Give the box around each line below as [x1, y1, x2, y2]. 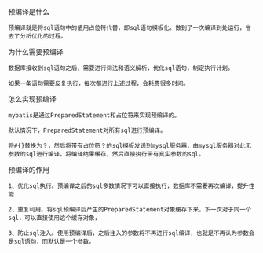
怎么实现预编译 [8, 94, 57, 104]
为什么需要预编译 [8, 47, 64, 57]
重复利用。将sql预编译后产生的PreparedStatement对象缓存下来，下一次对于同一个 [17, 206, 252, 214]
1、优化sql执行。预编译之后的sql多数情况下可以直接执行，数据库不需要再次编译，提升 [8, 182, 250, 190]
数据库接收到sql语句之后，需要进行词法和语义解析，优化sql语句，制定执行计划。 [8, 64, 234, 72]
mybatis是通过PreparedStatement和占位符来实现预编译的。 [8, 112, 181, 119]
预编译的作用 [8, 165, 49, 174]
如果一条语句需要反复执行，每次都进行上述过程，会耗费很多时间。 [8, 79, 190, 87]
